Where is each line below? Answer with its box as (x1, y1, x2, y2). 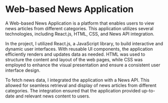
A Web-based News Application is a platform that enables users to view (5, 20, 155, 26)
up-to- (141, 87, 155, 93)
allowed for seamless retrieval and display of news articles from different (5, 82, 157, 88)
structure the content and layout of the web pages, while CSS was (5, 56, 143, 62)
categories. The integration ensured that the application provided (5, 87, 141, 93)
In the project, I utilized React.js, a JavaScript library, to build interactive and (5, 40, 163, 46)
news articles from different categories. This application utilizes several (5, 25, 154, 31)
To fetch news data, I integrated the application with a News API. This (5, 77, 150, 83)
